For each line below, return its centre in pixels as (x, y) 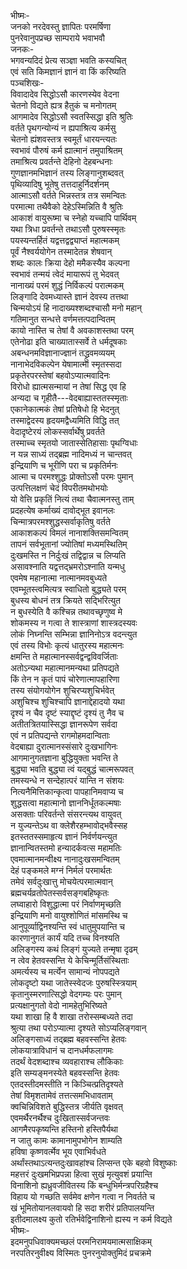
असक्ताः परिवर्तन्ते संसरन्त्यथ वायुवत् (66, 814)
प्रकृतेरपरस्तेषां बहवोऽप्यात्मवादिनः (60, 375)
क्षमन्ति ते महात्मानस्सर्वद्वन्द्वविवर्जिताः (64, 656)
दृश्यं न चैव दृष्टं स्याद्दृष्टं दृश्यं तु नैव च (67, 713)
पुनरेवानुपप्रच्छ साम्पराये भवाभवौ (57, 38)
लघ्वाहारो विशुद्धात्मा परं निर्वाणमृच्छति (66, 904)
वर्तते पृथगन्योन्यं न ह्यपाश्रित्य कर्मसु (63, 128)
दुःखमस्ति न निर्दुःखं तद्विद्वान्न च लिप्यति (68, 555)
